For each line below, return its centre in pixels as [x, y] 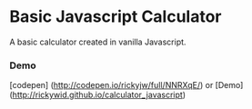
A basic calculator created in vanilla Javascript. [98, 42]
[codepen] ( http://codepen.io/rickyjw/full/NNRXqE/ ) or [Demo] [126, 85]
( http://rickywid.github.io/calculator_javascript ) [98, 95]
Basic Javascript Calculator [116, 17]
